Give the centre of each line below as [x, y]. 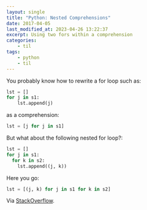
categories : [21, 40]
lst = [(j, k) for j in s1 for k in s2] [59, 189]
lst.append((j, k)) [42, 166]
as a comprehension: [33, 115]
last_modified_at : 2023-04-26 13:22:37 [57, 29]
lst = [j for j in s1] [35, 126]
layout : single [26, 12]
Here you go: [23, 178]
